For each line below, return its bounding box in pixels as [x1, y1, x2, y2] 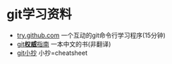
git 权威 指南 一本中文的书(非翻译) [16, 39, 111, 48]
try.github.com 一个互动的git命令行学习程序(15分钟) [16, 31, 166, 39]
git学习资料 [6, 6, 72, 23]
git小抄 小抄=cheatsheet [16, 49, 88, 57]
